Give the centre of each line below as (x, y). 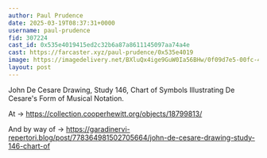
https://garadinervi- (98, 129)
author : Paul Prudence (46, 15)
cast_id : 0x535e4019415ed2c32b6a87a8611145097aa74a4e (99, 45)
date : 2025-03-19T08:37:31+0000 (62, 23)
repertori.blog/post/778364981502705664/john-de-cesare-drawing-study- (132, 137)
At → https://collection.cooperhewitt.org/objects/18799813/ (105, 114)
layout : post (30, 67)
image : (19, 60)
